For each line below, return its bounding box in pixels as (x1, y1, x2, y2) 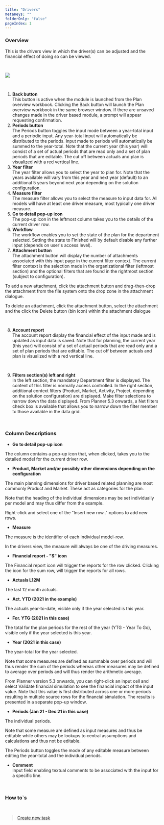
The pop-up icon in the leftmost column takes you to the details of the (12, 216, 153, 222)
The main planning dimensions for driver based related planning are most (5, 480, 153, 486)
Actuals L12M (12, 577, 41, 583)
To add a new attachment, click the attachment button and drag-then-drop (5, 283, 156, 289)
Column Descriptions (5, 430, 57, 437)
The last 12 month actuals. (5, 586, 58, 592)
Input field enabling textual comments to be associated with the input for (12, 767, 159, 773)
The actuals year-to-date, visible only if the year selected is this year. (5, 605, 145, 611)
